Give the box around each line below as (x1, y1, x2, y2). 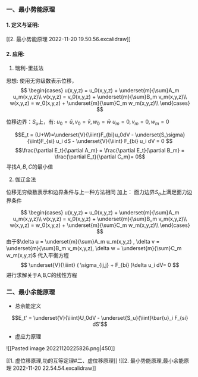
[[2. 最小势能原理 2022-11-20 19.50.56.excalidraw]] (6, 36, 131, 43)
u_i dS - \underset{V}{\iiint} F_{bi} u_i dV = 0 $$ (56, 138, 173, 145)
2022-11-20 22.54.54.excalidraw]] (12, 364, 96, 372)
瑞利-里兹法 (14, 64, 44, 72)
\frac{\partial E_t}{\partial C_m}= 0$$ (54, 153, 146, 160)
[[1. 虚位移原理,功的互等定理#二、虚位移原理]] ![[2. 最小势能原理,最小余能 (6, 357, 184, 364)
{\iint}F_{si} (27, 138, 55, 145)
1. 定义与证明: (6, 21, 40, 28)
